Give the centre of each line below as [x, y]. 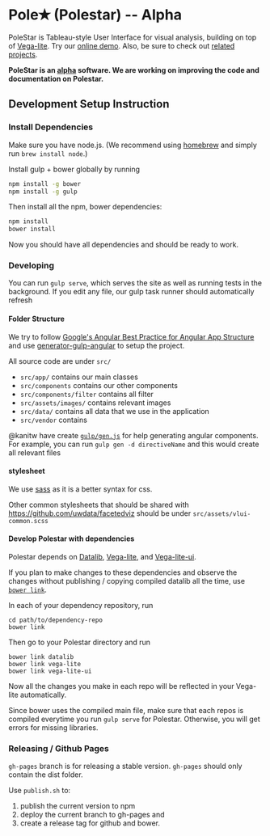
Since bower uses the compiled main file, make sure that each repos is [126, 711]
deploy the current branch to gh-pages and [92, 815]
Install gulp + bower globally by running [74, 169]
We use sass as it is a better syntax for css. [80, 489]
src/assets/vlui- [222, 514]
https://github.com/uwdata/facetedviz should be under [100, 513]
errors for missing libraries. [53, 728]
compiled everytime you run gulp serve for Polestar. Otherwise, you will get [134, 719]
